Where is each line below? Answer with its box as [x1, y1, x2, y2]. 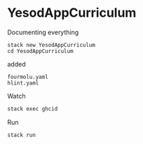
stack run [7, 131, 36, 138]
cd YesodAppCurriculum [7, 48, 74, 55]
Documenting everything [7, 28, 79, 36]
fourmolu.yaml [7, 73, 49, 80]
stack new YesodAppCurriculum [7, 41, 96, 48]
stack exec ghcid [7, 105, 58, 113]
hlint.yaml [7, 79, 39, 87]
